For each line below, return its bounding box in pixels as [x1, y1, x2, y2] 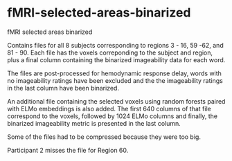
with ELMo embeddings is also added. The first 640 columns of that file [7, 104, 211, 113]
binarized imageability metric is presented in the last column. [7, 119, 181, 127]
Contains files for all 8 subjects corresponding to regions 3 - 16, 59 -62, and [7, 41, 224, 49]
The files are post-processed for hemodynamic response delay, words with [7, 69, 222, 77]
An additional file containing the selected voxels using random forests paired [7, 97, 226, 105]
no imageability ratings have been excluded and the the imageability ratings [7, 76, 223, 84]
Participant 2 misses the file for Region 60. [7, 146, 129, 154]
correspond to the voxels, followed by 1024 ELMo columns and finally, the [7, 112, 218, 120]
